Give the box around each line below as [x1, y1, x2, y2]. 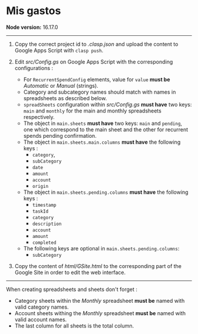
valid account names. [14, 316, 67, 323]
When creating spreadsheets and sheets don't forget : [6, 286, 137, 293]
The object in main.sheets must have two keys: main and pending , [23, 120, 183, 127]
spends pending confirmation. [23, 132, 97, 139]
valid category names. [14, 303, 69, 310]
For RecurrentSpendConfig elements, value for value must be [23, 75, 170, 83]
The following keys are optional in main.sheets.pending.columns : [23, 244, 180, 252]
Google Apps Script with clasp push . [14, 47, 104, 54]
